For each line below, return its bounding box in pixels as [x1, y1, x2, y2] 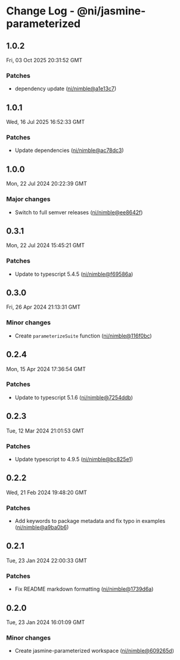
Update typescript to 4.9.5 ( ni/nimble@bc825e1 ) [14, 455, 134, 463]
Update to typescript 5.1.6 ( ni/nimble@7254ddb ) [14, 394, 133, 401]
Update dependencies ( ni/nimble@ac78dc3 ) [14, 147, 124, 154]
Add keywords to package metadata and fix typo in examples [14, 518, 166, 525]
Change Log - [6, 4, 75, 18]
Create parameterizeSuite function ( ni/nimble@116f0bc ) [14, 332, 152, 339]
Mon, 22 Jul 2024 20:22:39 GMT [6, 180, 88, 187]
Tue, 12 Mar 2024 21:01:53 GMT [6, 427, 85, 434]
